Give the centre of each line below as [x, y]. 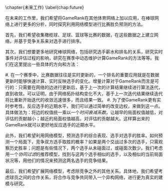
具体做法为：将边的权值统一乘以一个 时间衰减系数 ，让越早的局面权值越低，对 [84, 112]
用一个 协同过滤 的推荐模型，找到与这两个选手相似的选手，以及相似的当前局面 [84, 154]
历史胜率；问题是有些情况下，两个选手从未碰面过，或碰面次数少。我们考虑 [86, 148]
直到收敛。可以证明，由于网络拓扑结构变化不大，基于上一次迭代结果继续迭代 [84, 93]
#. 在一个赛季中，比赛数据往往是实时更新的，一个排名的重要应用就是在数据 [82, 75]
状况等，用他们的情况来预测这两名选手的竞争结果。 [58, 160]
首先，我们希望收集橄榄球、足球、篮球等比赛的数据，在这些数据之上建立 [79, 35]
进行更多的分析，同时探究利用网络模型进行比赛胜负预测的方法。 [79, 24]
